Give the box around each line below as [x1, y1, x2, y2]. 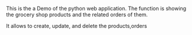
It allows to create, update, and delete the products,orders [6, 23, 147, 29]
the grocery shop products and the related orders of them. [6, 11, 148, 18]
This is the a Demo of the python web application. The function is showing [6, 5, 187, 12]
